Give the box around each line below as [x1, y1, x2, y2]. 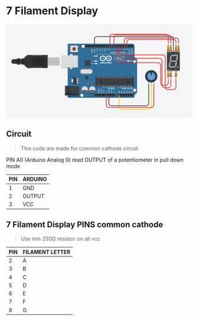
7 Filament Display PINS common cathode [6, 219, 164, 229]
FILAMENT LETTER [22, 248, 71, 255]
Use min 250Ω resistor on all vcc [20, 235, 100, 242]
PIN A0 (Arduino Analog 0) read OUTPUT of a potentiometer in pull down [6, 156, 184, 163]
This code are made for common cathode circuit [20, 145, 139, 152]
